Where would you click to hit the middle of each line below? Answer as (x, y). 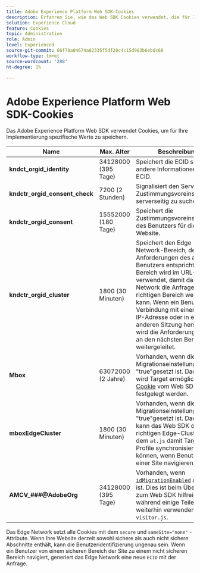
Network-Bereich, (162, 251)
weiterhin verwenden (165, 510)
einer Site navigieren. (165, 463)
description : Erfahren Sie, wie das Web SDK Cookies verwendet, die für (98, 17)
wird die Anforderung (166, 332)
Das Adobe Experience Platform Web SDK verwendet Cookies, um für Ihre (97, 131)
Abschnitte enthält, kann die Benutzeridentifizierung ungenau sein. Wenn (96, 544)
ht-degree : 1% (24, 67)
